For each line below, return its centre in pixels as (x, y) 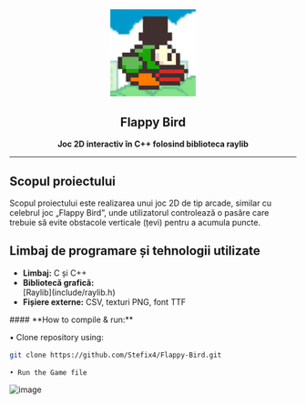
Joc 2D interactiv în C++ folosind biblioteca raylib (153, 144)
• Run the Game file (49, 372)
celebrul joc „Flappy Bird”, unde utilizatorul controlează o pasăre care (139, 212)
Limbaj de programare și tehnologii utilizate (135, 251)
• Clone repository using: (57, 337)
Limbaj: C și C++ (55, 273)
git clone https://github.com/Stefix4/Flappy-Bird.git (116, 355)
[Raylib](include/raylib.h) (69, 292)
